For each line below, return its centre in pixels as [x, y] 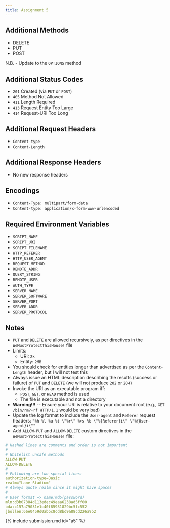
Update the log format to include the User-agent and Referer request [84, 415]
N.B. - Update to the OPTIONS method [44, 63]
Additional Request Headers [51, 129]
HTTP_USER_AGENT [30, 258]
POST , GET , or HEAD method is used [55, 394]
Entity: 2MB [31, 362]
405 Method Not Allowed [38, 97]
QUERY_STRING [26, 274]
